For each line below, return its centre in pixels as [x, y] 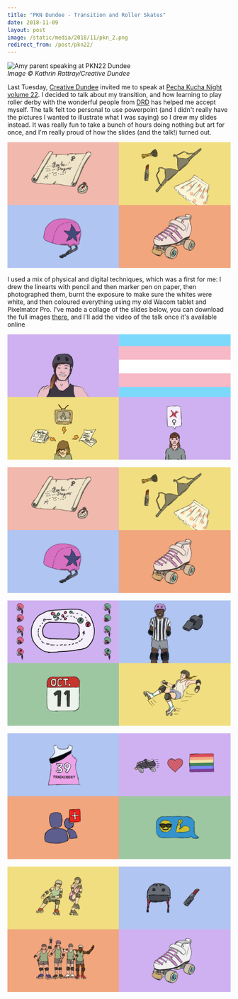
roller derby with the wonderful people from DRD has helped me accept [112, 102]
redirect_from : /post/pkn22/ [50, 45]
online [16, 324]
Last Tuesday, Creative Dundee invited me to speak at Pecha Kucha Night [115, 87]
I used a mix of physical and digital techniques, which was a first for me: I [114, 279]
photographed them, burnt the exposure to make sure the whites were [110, 294]
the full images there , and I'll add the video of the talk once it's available [112, 317]
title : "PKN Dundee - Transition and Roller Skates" [87, 15]
